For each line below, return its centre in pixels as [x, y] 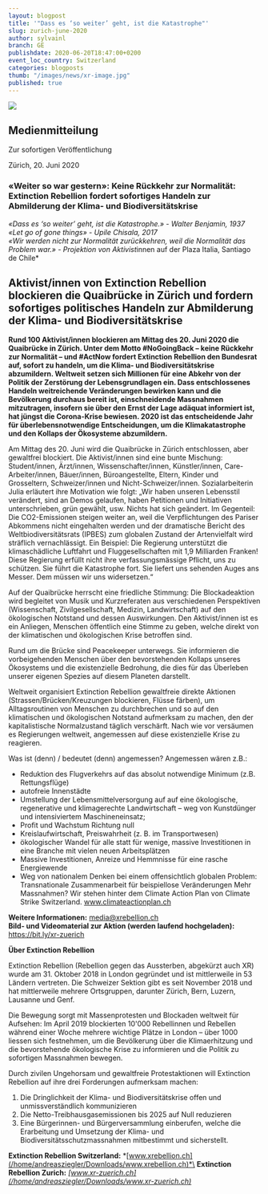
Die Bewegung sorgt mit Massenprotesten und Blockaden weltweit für [124, 1015]
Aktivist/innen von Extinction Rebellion [107, 283]
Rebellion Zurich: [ [40, 1173]
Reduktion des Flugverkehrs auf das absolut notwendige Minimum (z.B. [138, 774]
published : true [35, 83]
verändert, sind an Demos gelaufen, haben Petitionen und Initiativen [120, 500]
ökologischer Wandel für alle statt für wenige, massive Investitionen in [135, 843]
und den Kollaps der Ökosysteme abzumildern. [88, 433]
